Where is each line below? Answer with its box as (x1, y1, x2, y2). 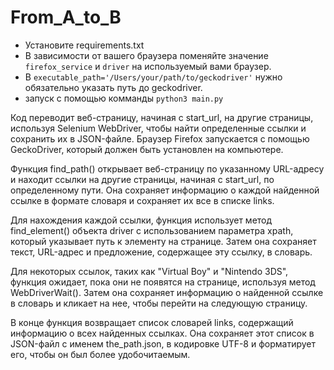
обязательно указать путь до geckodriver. (24, 81, 203, 93)
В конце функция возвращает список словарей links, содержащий (10, 316, 294, 328)
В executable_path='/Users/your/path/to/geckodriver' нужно (24, 71, 283, 83)
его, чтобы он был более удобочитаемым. (10, 348, 191, 360)
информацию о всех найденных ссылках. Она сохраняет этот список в (10, 327, 315, 339)
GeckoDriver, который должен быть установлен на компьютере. (10, 143, 284, 155)
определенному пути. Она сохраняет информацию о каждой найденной (10, 184, 320, 196)
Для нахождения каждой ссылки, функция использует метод (10, 214, 273, 226)
